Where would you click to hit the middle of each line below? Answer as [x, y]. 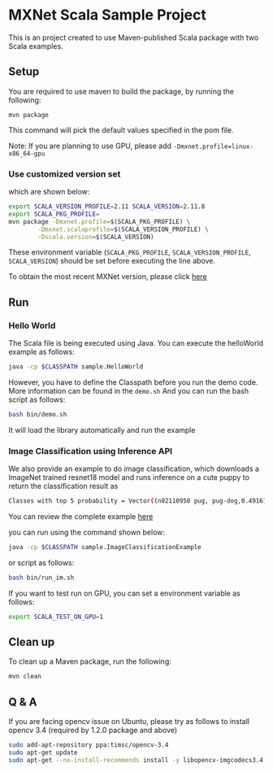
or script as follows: [41, 562]
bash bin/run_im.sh [41, 578]
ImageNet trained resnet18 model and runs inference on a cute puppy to [129, 478]
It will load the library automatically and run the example [102, 430]
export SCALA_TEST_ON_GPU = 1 [56, 617]
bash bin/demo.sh [38, 414]
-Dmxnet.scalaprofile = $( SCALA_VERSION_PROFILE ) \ [123, 229]
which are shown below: [49, 192]
